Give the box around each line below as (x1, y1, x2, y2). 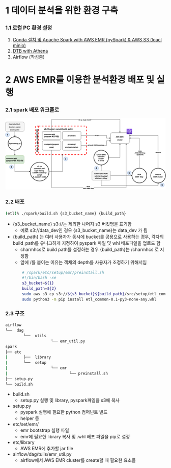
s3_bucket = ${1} (22, 280, 54, 286)
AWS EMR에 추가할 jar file (20, 445, 74, 451)
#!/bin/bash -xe (22, 275, 56, 280)
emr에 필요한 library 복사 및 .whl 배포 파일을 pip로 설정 (20, 433, 130, 439)
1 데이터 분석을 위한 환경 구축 (5, 5, 119, 16)
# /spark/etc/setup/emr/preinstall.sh (22, 270, 104, 275)
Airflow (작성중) (12, 54, 45, 60)
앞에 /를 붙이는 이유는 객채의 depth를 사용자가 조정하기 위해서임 (20, 259, 147, 265)
